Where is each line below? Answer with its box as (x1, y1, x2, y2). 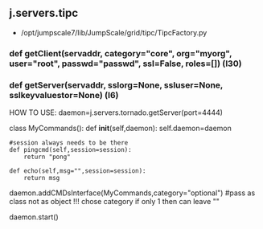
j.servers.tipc (9, 6, 79, 20)
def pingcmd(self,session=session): (9, 146, 132, 154)
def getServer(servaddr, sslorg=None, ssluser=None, (9, 80, 224, 91)
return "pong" (23, 153, 71, 162)
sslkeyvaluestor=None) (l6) (9, 89, 119, 100)
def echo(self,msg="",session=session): (9, 167, 147, 175)
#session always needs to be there (9, 139, 129, 147)
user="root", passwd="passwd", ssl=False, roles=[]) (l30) (9, 58, 242, 69)
